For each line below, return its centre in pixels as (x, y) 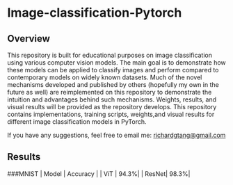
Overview (29, 39)
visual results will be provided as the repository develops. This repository (112, 107)
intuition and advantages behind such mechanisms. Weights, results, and (112, 99)
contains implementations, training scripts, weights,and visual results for (111, 114)
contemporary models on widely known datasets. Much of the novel (105, 77)
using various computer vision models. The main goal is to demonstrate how (116, 63)
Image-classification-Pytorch (95, 13)
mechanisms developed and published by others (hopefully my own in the (113, 85)
